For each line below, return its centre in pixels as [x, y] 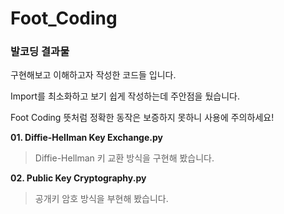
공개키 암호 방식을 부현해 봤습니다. [101, 199]
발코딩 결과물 [40, 52]
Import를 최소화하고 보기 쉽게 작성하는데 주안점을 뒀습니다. [125, 96]
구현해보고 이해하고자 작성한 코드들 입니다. [93, 75]
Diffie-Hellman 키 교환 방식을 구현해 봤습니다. [124, 158]
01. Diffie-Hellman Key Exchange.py [86, 138]
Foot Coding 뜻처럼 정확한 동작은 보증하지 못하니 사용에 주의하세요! [142, 118]
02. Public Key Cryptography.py [78, 178]
